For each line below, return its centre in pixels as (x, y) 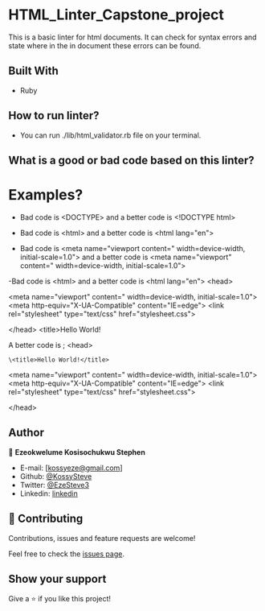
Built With (33, 71)
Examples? (46, 195)
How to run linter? (54, 116)
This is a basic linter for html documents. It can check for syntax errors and (132, 37)
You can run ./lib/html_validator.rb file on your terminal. (110, 135)
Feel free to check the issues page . (66, 554)
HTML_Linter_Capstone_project (116, 15)
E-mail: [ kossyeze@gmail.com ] (71, 468)
